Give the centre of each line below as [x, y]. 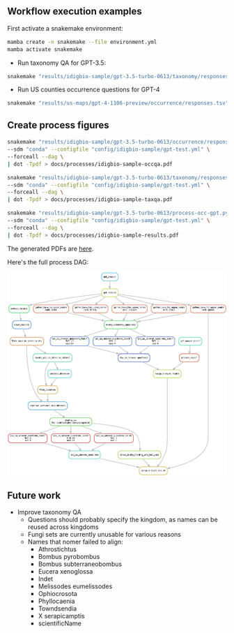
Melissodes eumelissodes [75, 586]
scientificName [60, 623]
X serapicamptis [61, 616]
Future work [34, 495]
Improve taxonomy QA [49, 512]
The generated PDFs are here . [50, 248]
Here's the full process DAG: [48, 262]
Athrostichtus [57, 549]
